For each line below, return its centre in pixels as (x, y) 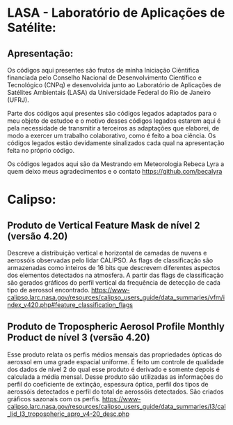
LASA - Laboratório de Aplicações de (116, 13)
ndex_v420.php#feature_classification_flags (70, 305)
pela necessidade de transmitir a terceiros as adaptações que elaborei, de (113, 128)
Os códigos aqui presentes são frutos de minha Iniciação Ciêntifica (103, 70)
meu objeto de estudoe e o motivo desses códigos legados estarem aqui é (114, 121)
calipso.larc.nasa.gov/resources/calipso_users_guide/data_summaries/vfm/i (116, 297)
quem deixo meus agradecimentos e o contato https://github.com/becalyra (115, 171)
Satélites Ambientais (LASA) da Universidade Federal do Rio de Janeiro (109, 92)
